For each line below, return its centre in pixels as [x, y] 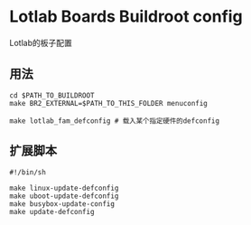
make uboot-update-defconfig [64, 196]
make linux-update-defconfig [64, 188]
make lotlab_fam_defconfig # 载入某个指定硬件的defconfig [114, 121]
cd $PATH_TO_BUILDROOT [52, 95]
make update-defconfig [52, 211]
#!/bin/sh [28, 172]
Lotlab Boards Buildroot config [126, 17]
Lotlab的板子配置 [41, 42]
